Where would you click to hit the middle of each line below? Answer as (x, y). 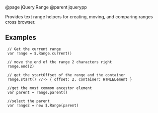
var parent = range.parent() (38, 92)
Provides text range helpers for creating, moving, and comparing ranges (79, 17)
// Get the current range (34, 49)
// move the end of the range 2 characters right (60, 62)
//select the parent (29, 101)
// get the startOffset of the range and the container (66, 75)
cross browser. (20, 22)
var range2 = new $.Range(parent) (43, 105)
